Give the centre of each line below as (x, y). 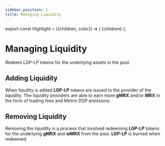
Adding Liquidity (31, 78)
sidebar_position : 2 (27, 10)
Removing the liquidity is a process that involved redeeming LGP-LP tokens (82, 129)
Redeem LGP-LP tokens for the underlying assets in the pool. (68, 62)
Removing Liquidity (36, 116)
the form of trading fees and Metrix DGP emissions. (58, 101)
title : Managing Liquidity (33, 14)
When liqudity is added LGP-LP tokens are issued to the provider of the (78, 90)
